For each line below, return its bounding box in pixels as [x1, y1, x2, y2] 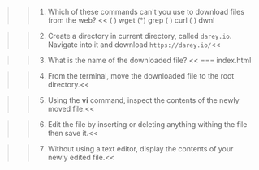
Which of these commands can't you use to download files [47, 7, 245, 16]
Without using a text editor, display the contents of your [47, 144, 234, 153]
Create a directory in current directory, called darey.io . [47, 32, 232, 40]
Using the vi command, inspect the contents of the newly [47, 96, 240, 104]
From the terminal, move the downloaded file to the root [47, 71, 235, 80]
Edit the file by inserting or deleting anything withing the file [47, 120, 248, 129]
